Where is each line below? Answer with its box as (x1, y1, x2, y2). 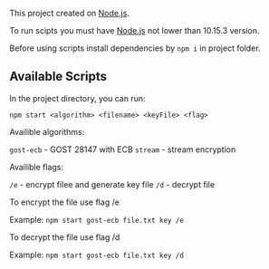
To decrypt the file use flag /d (9, 231, 120, 243)
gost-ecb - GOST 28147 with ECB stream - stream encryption (9, 144, 236, 155)
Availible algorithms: (9, 126, 85, 137)
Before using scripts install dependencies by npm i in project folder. (9, 43, 261, 53)
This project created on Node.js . (9, 8, 130, 18)
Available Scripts (9, 69, 107, 84)
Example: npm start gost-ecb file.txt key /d (9, 249, 184, 260)
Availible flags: (9, 161, 64, 172)
